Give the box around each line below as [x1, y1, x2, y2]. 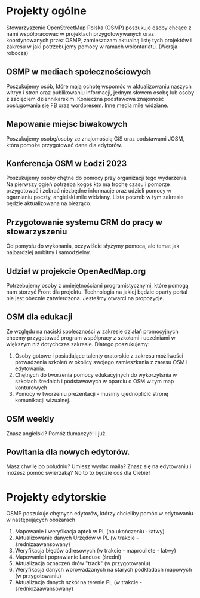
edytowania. [14, 365, 46, 372]
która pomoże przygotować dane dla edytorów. [6, 141, 122, 148]
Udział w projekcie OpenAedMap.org [6, 266, 146, 276]
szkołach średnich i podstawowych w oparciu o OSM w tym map [14, 377, 174, 385]
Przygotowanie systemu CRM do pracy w [6, 217, 163, 227]
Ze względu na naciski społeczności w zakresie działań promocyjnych [6, 328, 179, 335]
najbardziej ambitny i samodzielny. [6, 249, 91, 256]
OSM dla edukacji [6, 312, 73, 322]
